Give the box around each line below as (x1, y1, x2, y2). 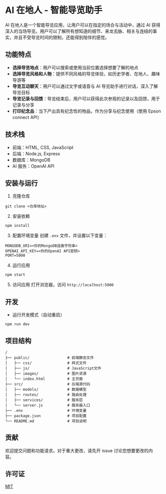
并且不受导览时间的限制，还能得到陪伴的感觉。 (13, 34, 110, 40)
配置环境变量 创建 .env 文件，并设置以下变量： (12, 232, 108, 239)
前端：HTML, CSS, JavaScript (12, 144, 74, 150)
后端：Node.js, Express (12, 150, 60, 157)
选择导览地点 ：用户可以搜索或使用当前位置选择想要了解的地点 (12, 64, 139, 70)
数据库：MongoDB (12, 157, 51, 163)
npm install (5, 223, 30, 228)
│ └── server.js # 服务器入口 (5, 403, 91, 408)
